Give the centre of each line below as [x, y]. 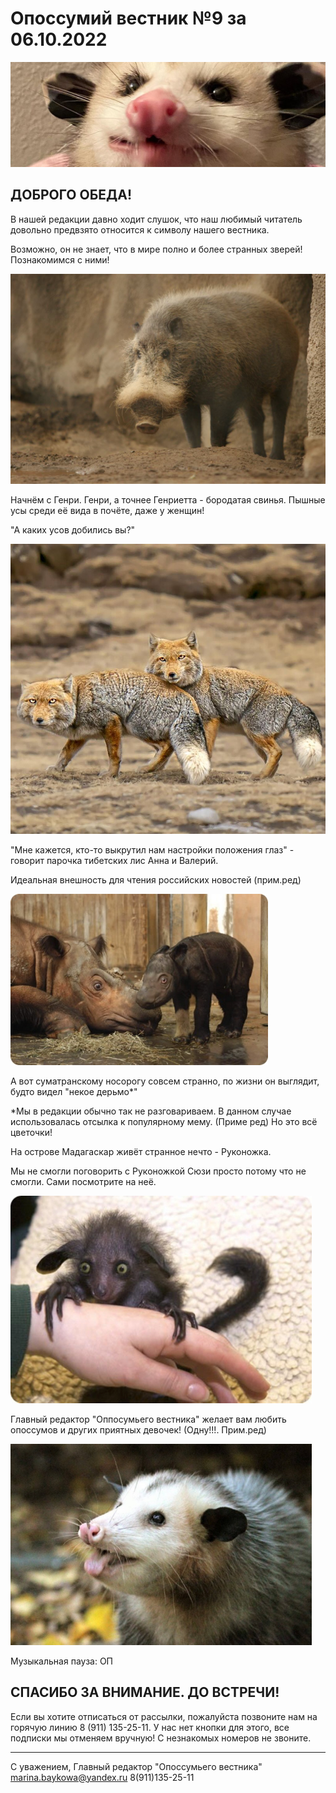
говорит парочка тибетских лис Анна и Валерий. [114, 860]
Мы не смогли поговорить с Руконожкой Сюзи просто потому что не [158, 1171]
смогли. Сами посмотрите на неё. [83, 1181]
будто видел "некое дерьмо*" [74, 1091]
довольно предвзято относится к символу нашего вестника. [140, 229]
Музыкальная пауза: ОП [61, 1661]
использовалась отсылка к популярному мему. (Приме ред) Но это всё [164, 1121]
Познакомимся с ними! [60, 259]
